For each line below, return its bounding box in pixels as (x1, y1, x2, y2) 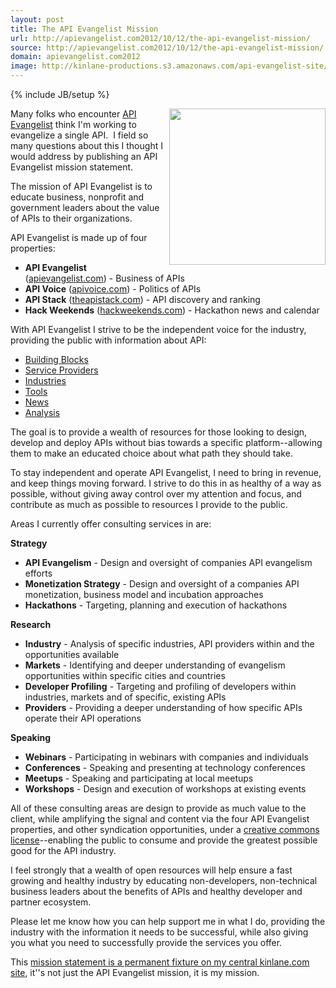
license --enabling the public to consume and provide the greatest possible (10, 834, 318, 846)
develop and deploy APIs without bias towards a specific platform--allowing (10, 437, 323, 448)
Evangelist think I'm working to (10, 119, 137, 130)
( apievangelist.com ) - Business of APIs (24, 272, 185, 284)
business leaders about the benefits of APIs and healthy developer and (10, 886, 303, 897)
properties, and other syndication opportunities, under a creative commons (10, 824, 320, 835)
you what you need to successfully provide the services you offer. (10, 937, 283, 948)
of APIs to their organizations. (10, 212, 133, 224)
